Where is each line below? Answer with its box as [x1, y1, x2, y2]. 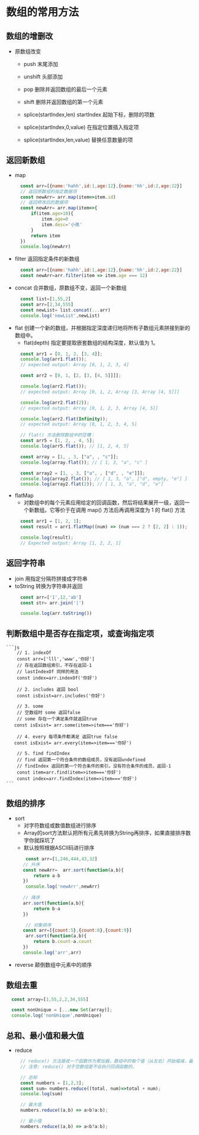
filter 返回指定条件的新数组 [14, 255, 80, 262]
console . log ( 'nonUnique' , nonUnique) [11, 1013, 102, 1018]
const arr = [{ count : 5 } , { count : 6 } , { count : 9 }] [23, 928, 132, 933]
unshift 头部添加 [23, 73, 63, 80]
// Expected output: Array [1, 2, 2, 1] [20, 540, 121, 546]
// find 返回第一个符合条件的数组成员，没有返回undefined [17, 757, 146, 763]
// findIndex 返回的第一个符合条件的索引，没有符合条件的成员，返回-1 [17, 763, 172, 769]
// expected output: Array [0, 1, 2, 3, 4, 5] [20, 422, 137, 427]
